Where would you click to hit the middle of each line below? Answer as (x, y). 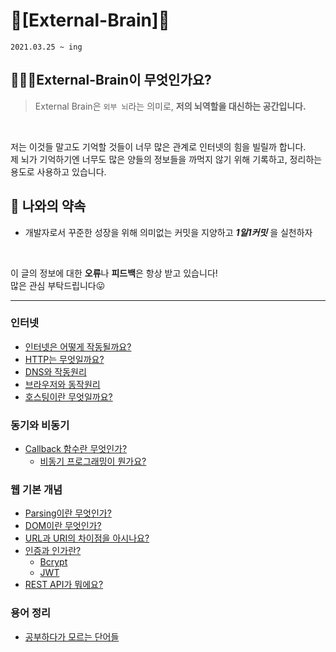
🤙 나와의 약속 (48, 206)
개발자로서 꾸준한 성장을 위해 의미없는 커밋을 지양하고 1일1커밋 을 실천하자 (168, 232)
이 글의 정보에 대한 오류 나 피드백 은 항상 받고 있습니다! (114, 273)
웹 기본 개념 (36, 490)
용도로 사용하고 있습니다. (58, 171)
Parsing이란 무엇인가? (68, 513)
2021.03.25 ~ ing (46, 47)
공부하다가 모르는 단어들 (72, 636)
